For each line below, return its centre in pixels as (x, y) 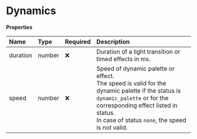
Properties (19, 27)
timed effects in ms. (123, 59)
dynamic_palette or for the (133, 98)
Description (113, 41)
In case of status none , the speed (141, 120)
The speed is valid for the (131, 83)
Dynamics (31, 11)
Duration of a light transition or (138, 51)
